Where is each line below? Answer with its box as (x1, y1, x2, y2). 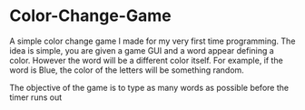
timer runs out (9, 92, 63, 103)
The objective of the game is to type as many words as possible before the (9, 82, 289, 93)
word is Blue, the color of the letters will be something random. (9, 65, 245, 75)
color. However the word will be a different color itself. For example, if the (9, 55, 283, 65)
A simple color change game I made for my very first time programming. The (9, 35, 296, 46)
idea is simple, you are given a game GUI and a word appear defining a (9, 45, 274, 55)
